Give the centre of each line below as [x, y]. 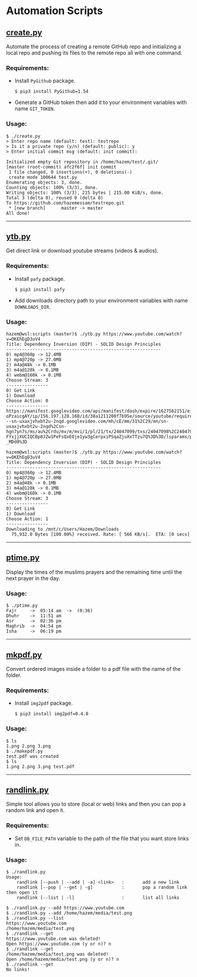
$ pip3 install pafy [40, 289]
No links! [18, 969]
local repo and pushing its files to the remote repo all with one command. [94, 53]
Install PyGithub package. [45, 81]
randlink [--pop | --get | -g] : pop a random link [102, 887]
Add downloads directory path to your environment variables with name [101, 300]
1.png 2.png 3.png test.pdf [40, 767]
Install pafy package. [40, 279]
